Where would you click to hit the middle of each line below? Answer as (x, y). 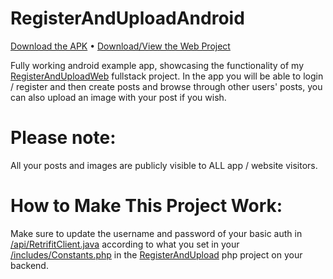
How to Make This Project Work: (146, 206)
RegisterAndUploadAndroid (127, 18)
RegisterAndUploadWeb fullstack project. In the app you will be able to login (167, 76)
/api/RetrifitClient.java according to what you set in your (125, 244)
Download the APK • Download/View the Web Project (120, 46)
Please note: (63, 138)
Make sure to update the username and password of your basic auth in (156, 233)
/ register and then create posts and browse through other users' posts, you (166, 86)
